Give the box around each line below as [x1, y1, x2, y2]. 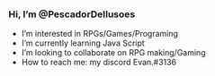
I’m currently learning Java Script [21, 38, 145, 48]
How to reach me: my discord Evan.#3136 [21, 57, 177, 68]
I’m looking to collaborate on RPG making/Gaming [21, 47, 206, 58]
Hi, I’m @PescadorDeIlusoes [8, 8, 136, 21]
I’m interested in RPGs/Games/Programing [21, 29, 179, 39]
